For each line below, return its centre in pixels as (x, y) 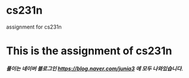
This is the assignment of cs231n (89, 51)
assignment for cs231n (34, 27)
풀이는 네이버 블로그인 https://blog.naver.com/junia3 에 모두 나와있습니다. (95, 68)
